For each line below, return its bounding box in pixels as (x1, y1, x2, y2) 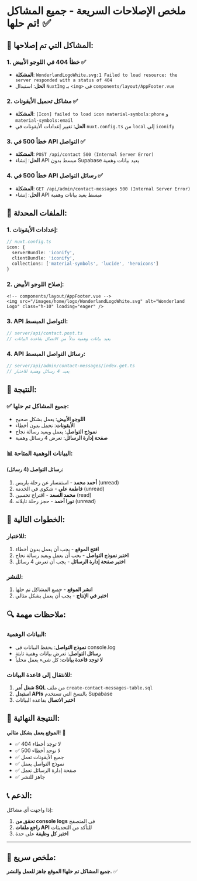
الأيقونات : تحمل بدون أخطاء (15, 422, 75, 429)
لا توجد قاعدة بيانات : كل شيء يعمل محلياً (15, 656, 103, 663)
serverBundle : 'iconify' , (12, 250, 75, 256)
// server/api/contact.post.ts (6, 330, 83, 336)
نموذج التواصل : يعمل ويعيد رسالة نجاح (15, 428, 97, 435)
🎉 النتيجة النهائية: (6, 713, 60, 723)
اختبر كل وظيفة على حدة (15, 830, 69, 837)
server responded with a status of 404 (15, 77, 113, 83)
